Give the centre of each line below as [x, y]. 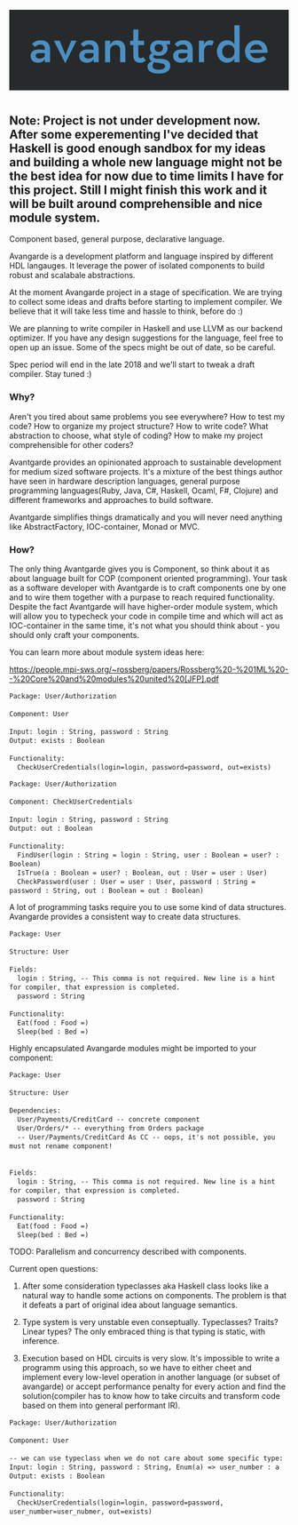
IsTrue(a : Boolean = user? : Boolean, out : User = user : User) [142, 873]
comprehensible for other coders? [71, 444]
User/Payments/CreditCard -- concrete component [109, 1120]
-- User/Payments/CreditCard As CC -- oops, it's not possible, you [146, 1138]
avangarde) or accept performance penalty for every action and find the [154, 1386]
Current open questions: [54, 1269]
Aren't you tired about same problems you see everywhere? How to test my [147, 416]
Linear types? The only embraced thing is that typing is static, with [144, 1332]
